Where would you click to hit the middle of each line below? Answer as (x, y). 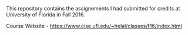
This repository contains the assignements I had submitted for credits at (93, 8)
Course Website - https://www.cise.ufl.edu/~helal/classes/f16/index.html (94, 26)
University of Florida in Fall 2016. (46, 15)
